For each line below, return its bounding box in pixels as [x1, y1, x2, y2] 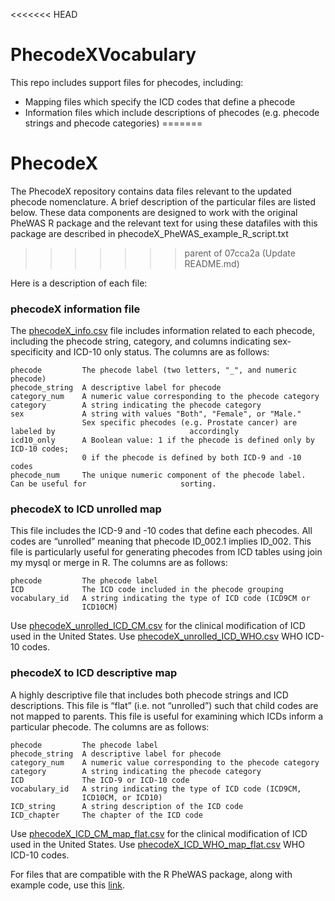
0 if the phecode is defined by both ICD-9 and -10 [81, 453, 302, 463]
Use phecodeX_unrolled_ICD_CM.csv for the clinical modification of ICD [10, 620, 306, 632]
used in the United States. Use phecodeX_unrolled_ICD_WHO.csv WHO [10, 630, 303, 643]
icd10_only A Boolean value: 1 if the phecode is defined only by [10, 435, 315, 446]
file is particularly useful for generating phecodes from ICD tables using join [10, 546, 323, 558]
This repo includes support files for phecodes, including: [10, 76, 244, 88]
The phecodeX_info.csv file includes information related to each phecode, [10, 325, 315, 337]
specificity [10, 346, 54, 358]
